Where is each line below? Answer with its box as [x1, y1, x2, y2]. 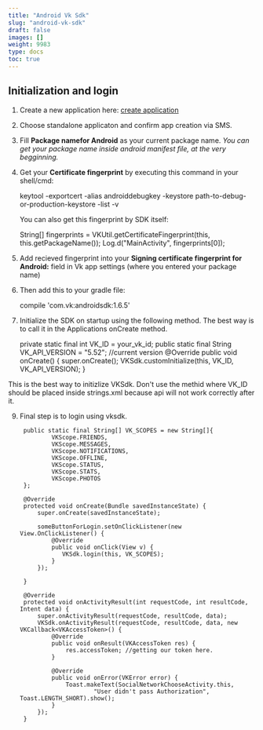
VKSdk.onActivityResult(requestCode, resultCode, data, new [37, 619, 238, 626]
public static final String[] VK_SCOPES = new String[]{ [23, 426, 214, 434]
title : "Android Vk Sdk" [8, 11, 89, 20]
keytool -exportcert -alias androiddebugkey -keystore [19, 191, 194, 200]
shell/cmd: [19, 176, 54, 185]
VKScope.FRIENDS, [51, 433, 108, 441]
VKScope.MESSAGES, [51, 440, 111, 448]
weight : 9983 [8, 41, 51, 49]
